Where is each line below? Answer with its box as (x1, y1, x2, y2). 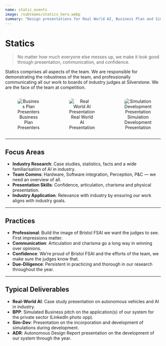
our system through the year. (12, 335, 72, 341)
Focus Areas (5, 148, 45, 156)
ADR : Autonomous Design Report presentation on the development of (12, 330, 155, 336)
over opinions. (12, 245, 41, 251)
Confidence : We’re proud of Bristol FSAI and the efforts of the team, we (12, 250, 159, 257)
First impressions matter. (12, 235, 63, 241)
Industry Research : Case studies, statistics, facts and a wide (12, 161, 137, 167)
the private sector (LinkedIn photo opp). (12, 314, 94, 320)
